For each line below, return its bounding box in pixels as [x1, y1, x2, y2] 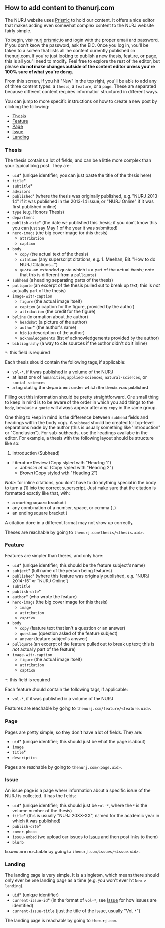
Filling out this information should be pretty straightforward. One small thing [5, 394, 159, 400]
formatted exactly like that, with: [5, 490, 70, 496]
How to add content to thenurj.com [5, 4, 115, 12]
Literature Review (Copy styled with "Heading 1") [12, 460, 112, 465]
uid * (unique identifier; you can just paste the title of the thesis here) [12, 172, 152, 178]
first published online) [12, 204, 57, 210]
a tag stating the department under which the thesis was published [12, 385, 149, 390]
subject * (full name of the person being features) [12, 568, 112, 574]
